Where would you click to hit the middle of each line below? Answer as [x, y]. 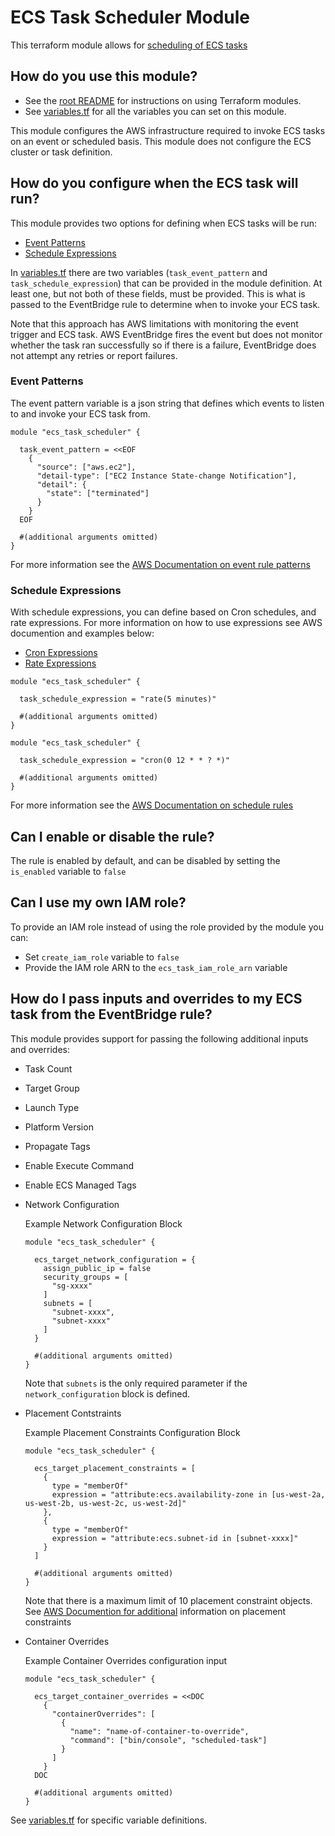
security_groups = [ [86, 1277]
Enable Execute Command [79, 1165]
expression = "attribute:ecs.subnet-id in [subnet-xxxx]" [175, 1538]
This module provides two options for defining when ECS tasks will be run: [164, 223]
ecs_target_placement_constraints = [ [115, 1468]
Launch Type [52, 1107]
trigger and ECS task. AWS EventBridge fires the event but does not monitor [166, 334]
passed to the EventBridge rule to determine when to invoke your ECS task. [165, 304]
